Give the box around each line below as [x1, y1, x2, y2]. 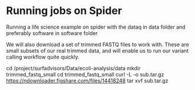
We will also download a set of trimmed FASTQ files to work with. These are [6, 41, 189, 48]
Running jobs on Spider [6, 4, 122, 18]
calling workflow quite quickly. [6, 53, 80, 60]
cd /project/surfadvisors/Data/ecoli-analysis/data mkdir [6, 64, 141, 71]
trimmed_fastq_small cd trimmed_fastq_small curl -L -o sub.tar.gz [6, 71, 164, 78]
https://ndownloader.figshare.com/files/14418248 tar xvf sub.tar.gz [6, 77, 169, 84]
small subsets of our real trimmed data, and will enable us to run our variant [6, 47, 189, 54]
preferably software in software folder [6, 29, 98, 36]
